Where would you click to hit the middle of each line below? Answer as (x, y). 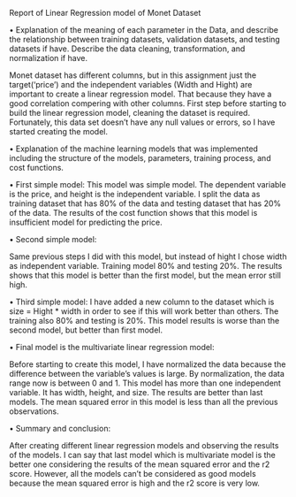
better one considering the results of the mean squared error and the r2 (140, 464)
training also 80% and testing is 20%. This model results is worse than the (144, 321)
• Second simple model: (53, 239)
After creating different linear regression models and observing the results (144, 445)
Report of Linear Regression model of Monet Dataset (105, 13)
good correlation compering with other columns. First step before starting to (148, 103)
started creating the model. (59, 131)
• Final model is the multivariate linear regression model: (112, 347)
